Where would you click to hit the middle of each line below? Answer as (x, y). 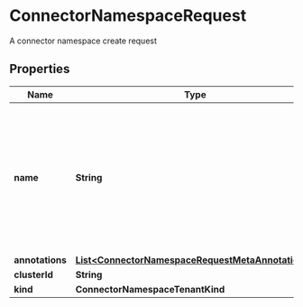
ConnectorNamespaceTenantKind (150, 289)
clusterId (34, 274)
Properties (40, 69)
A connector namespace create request (83, 41)
